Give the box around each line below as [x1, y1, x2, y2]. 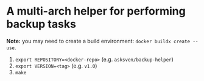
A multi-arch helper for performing [6, 4, 186, 18]
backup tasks [6, 17, 76, 31]
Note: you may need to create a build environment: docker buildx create [6, 37, 191, 44]
